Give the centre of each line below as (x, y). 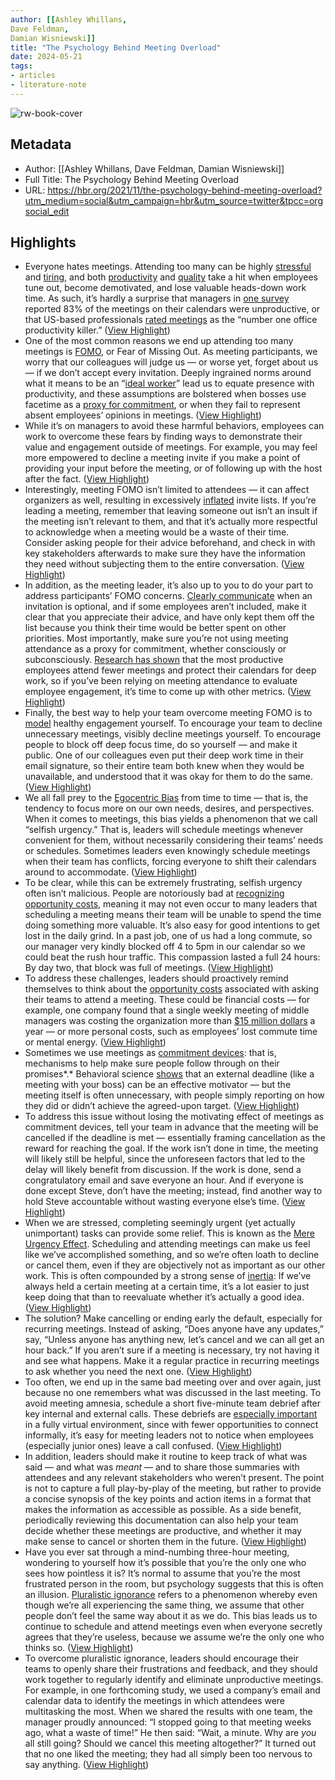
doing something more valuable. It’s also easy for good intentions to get (172, 925)
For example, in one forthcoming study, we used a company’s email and (172, 1690)
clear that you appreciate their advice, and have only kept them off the (169, 617)
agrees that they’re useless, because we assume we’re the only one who (174, 1637)
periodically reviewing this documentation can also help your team (161, 1520)
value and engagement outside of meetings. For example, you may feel (171, 447)
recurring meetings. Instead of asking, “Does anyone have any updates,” (174, 1329)
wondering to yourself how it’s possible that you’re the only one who (165, 1563)
